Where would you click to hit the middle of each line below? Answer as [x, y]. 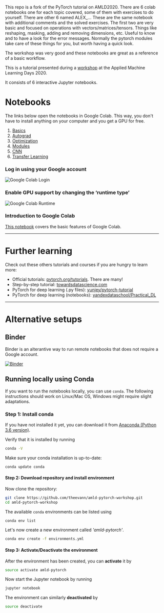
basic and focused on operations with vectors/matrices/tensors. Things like [81, 28]
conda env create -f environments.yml [44, 539]
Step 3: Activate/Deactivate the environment [51, 550]
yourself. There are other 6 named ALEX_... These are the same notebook [79, 17]
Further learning [39, 251]
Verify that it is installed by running [40, 439]
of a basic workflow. [25, 58]
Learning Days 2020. [26, 73]
